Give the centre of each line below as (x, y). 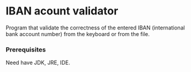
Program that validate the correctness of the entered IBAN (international (95, 28)
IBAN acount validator (62, 11)
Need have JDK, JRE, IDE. (38, 63)
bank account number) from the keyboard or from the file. (78, 34)
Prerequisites (26, 49)
